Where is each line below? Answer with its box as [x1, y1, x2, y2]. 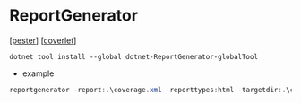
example [21, 68, 55, 79]
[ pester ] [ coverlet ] [9, 35, 77, 46]
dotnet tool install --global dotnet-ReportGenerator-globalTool [9, 52, 258, 61]
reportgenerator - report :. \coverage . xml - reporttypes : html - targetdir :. [9, 85, 287, 94]
